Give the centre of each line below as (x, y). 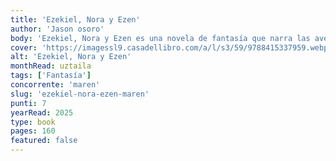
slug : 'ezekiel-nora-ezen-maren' (80, 94)
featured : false (44, 141)
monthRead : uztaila (51, 66)
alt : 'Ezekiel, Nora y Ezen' (71, 57)
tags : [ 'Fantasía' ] (51, 76)
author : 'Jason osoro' (57, 29)
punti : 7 (28, 103)
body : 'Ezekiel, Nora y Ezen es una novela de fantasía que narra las (160, 38)
